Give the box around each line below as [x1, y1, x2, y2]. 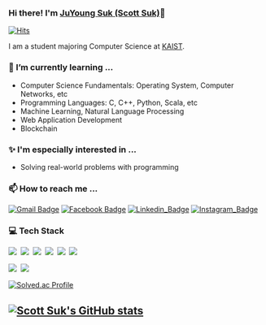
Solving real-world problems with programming [20, 162, 179, 171]
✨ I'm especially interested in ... [8, 144, 137, 155]
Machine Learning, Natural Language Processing [20, 106, 185, 116]
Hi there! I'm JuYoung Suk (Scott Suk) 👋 [8, 7, 166, 19]
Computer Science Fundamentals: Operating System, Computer [20, 80, 234, 90]
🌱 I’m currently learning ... [8, 62, 114, 73]
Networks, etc [20, 89, 68, 98]
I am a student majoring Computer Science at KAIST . [8, 41, 185, 51]
